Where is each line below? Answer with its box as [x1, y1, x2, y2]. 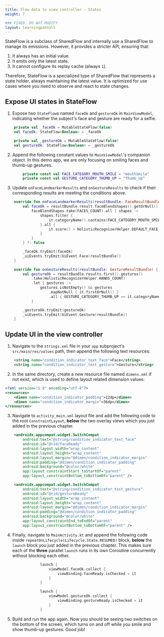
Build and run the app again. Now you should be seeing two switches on [12, 616, 158, 622]
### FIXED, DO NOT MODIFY [5, 21, 58, 25]
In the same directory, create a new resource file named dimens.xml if [12, 371, 152, 377]
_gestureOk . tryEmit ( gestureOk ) [22, 308, 86, 312]
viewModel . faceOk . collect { [48, 567, 106, 572]
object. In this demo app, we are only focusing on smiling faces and [12, 157, 148, 163]
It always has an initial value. [12, 53, 70, 59]
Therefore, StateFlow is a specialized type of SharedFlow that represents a [5, 73, 155, 79]
